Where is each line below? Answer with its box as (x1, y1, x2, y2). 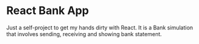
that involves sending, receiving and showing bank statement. (6, 30, 162, 37)
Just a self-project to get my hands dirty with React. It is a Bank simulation (6, 24, 194, 31)
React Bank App (6, 4, 89, 18)
